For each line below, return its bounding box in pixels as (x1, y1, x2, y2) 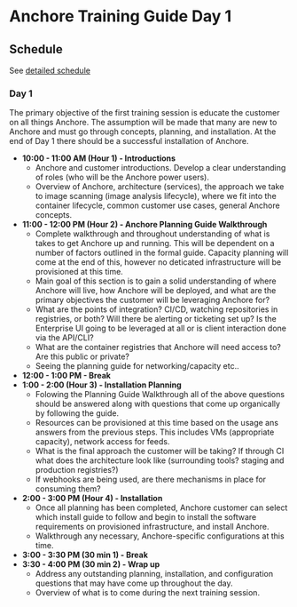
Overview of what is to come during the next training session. (35, 587, 260, 598)
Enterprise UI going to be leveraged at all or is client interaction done (35, 323, 286, 334)
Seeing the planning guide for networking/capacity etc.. (35, 361, 239, 371)
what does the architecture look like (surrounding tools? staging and (35, 455, 285, 466)
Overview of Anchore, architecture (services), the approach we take (35, 181, 285, 192)
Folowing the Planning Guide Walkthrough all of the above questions (35, 389, 285, 400)
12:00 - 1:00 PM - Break (21, 371, 111, 381)
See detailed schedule (9, 65, 91, 76)
